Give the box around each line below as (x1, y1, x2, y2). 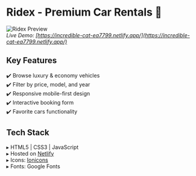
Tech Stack (6, 127, 49, 138)
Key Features (6, 55, 57, 65)
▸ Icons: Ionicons (6, 156, 48, 163)
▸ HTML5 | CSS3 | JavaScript (6, 144, 79, 151)
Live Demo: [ (6, 31, 38, 38)
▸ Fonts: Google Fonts (6, 162, 60, 170)
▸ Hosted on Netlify (6, 150, 54, 157)
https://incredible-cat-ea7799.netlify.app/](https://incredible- (37, 31, 190, 38)
